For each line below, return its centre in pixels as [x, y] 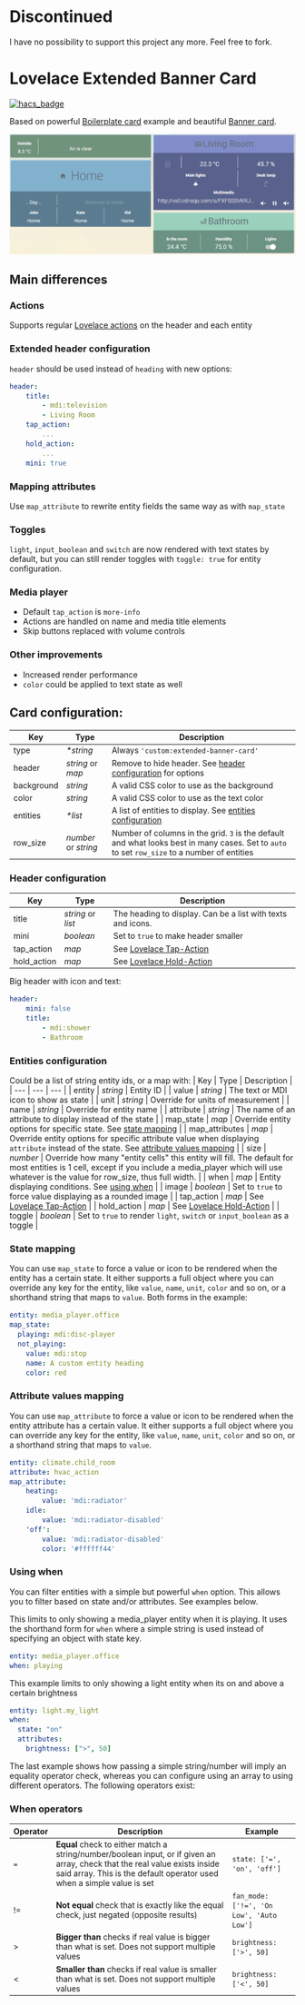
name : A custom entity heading [85, 1363]
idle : [36, 1511]
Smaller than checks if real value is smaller [137, 1969]
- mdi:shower [67, 1028]
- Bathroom [63, 1037]
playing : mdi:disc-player [67, 1335]
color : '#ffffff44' [79, 1549]
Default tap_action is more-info [81, 612]
